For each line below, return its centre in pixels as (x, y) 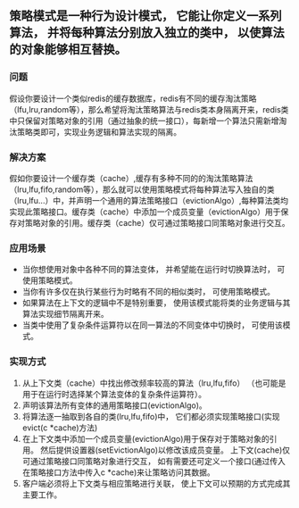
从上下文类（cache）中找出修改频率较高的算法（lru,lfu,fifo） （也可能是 (154, 383)
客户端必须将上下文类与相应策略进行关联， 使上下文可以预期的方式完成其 (156, 483)
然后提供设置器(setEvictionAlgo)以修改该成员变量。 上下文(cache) (161, 450)
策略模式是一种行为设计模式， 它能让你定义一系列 (145, 16)
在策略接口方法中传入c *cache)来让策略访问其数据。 (119, 472)
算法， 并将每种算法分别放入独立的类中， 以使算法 (147, 33)
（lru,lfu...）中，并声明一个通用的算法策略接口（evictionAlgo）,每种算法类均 (149, 200)
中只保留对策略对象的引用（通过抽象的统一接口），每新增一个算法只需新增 (144, 121)
